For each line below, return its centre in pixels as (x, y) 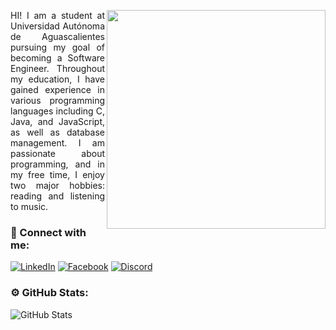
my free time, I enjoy (57, 174)
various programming (57, 100)
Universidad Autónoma (57, 26)
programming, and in (57, 164)
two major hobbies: (57, 185)
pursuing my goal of (57, 47)
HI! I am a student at (57, 15)
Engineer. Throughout (57, 68)
